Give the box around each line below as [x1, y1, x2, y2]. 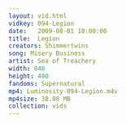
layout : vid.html [8, 11, 67, 20]
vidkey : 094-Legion [8, 19, 75, 28]
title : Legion [8, 34, 60, 43]
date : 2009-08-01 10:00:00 [8, 27, 107, 35]
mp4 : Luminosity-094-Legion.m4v [8, 87, 118, 95]
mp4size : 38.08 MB [8, 95, 71, 103]
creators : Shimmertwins [8, 42, 89, 50]
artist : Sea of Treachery [8, 57, 96, 66]
